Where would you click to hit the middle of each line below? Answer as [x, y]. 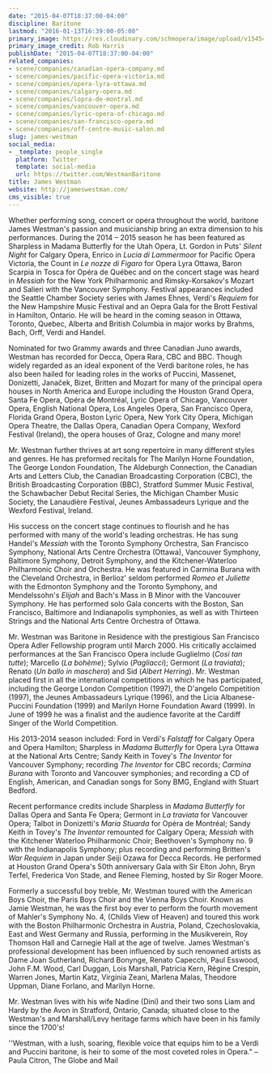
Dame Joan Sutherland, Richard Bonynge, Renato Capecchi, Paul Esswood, [134, 959]
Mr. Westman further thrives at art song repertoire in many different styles [132, 450]
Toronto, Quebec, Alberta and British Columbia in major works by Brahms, [132, 323]
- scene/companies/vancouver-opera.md [74, 106]
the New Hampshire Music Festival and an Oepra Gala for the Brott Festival [133, 306]
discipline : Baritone [45, 24]
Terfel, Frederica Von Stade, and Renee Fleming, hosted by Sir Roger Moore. [136, 875]
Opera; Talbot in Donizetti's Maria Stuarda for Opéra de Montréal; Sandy [130, 823]
